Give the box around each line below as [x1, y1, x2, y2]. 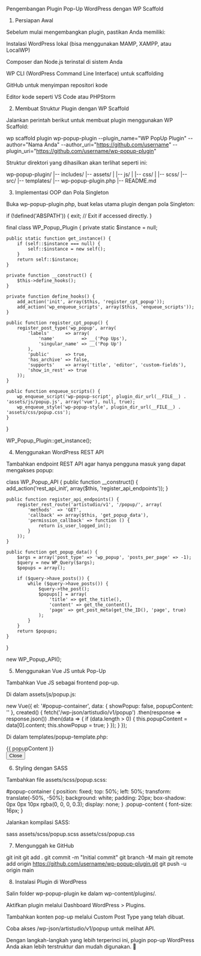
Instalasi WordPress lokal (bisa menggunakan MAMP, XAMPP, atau [6, 40, 172, 47]
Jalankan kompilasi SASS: [6, 819, 70, 826]
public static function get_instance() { [6, 236, 112, 242]
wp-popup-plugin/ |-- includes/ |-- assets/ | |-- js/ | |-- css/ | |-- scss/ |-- [6, 171, 188, 178]
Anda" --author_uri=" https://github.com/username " [44, 141, 172, 148]
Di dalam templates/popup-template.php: [6, 733, 108, 740]
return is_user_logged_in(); [38, 523, 112, 529]
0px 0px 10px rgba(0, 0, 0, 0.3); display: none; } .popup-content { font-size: [6, 801, 193, 808]
